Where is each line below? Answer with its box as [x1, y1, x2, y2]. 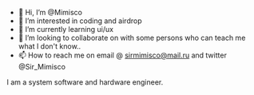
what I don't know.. [18, 42, 81, 51]
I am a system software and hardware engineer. [6, 77, 164, 87]
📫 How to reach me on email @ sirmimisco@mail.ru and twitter [18, 50, 228, 60]
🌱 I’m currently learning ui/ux [18, 25, 114, 34]
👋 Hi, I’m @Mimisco [18, 8, 82, 17]
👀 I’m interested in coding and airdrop [18, 16, 142, 26]
